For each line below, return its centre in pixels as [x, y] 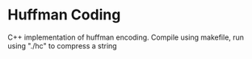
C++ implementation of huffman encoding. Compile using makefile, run [126, 37]
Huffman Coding [64, 15]
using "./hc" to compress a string [63, 45]
